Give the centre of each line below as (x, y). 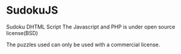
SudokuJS (32, 10)
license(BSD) (22, 33)
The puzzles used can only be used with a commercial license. (83, 45)
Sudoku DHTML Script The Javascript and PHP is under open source (91, 27)
